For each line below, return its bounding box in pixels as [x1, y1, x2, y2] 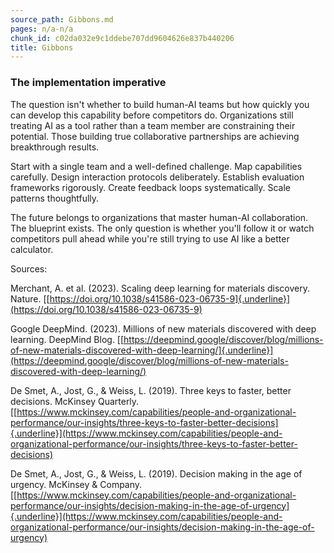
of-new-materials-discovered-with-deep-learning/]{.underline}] [10, 344, 274, 356]
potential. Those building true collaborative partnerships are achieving [10, 130, 300, 142]
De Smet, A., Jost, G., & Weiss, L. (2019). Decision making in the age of [10, 467, 303, 480]
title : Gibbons [10, 42, 74, 53]
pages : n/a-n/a [10, 24, 74, 34]
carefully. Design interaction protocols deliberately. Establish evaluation [10, 171, 305, 183]
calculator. [10, 243, 54, 255]
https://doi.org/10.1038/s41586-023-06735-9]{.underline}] [49, 292, 291, 305]
